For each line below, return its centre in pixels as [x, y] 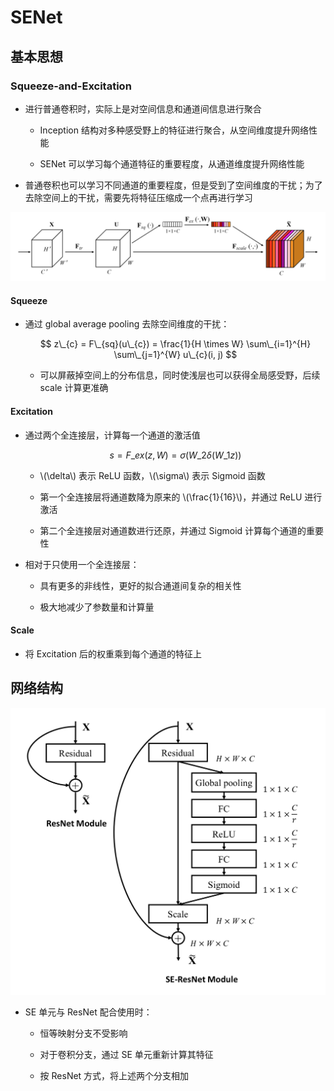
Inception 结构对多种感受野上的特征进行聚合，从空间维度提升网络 [174, 130]
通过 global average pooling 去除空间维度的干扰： [127, 324]
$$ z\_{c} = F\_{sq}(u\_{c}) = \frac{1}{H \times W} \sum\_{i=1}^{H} [175, 344]
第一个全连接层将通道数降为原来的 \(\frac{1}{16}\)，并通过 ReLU [171, 497]
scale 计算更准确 [74, 388]
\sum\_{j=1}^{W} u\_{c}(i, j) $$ [175, 355]
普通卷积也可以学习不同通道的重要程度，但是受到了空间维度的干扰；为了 [173, 185]
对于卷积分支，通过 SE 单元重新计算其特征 [126, 1054]
